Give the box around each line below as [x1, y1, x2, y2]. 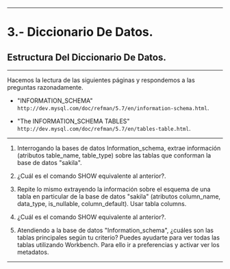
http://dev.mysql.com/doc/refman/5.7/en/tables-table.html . [16, 125, 191, 132]
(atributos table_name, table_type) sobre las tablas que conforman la [16, 151, 212, 159]
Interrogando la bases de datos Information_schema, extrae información [16, 144, 221, 152]
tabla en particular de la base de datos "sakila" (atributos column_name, [16, 192, 221, 201]
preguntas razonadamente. [7, 84, 84, 91]
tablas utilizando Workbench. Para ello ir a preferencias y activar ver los [16, 241, 220, 248]
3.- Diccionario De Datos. [7, 25, 153, 40]
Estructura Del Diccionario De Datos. [7, 51, 166, 63]
